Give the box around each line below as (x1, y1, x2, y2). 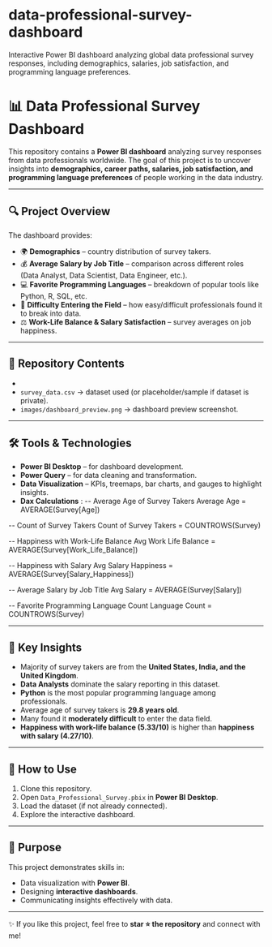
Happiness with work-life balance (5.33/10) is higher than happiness (19, 722, 255, 732)
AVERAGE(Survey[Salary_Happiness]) (8, 570, 134, 579)
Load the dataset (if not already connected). (19, 801, 168, 811)
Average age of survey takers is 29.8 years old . (19, 705, 180, 715)
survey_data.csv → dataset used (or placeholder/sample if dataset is (19, 387, 249, 397)
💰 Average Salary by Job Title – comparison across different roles (19, 258, 244, 269)
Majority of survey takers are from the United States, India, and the (19, 662, 246, 672)
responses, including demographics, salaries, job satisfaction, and (8, 58, 229, 68)
